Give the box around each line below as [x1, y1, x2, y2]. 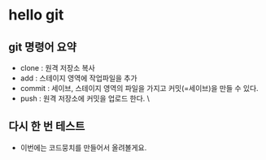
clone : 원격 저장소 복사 [20, 63, 95, 72]
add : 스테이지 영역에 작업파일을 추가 [20, 73, 137, 83]
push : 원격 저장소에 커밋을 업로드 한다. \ [20, 93, 150, 103]
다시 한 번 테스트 [8, 119, 85, 133]
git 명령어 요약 [8, 40, 77, 54]
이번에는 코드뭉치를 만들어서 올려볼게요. [20, 142, 147, 152]
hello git [8, 6, 64, 24]
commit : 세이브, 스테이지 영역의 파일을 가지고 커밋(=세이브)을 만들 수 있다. [20, 84, 259, 93]
